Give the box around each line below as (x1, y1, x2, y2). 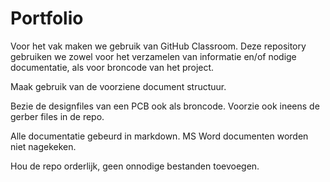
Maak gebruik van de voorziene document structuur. (10, 80, 227, 92)
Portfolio (10, 7, 84, 30)
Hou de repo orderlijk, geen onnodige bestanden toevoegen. (10, 160, 260, 172)
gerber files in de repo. (10, 110, 105, 122)
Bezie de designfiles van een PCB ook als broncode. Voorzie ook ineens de (10, 100, 320, 112)
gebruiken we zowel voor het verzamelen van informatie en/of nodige (10, 50, 297, 62)
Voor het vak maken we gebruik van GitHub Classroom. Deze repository (10, 40, 307, 52)
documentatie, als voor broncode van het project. (10, 61, 215, 73)
